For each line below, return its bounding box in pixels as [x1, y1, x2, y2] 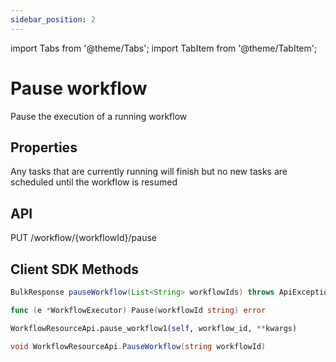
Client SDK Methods [10, 261, 139, 278]
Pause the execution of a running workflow [10, 110, 188, 122]
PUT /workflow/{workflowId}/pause [10, 232, 158, 244]
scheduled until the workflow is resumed [10, 176, 178, 188]
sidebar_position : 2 [10, 14, 97, 25]
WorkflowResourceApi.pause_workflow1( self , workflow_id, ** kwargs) [10, 323, 298, 333]
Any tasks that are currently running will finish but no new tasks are [10, 166, 288, 178]
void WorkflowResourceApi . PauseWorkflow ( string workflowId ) [10, 341, 267, 351]
